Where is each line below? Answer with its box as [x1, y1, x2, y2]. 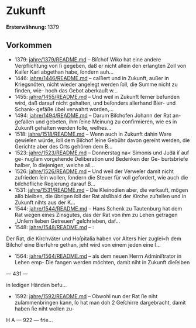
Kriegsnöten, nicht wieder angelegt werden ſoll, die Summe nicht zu [14, 81, 178, 88]
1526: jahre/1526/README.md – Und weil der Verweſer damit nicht [14, 168, 174, 175]
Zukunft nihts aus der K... [14, 199, 75, 206]
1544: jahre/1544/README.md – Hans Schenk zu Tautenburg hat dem [14, 205, 183, 212]
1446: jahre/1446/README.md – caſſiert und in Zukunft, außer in [14, 74, 169, 81]
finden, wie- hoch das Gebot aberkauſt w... [14, 87, 118, 94]
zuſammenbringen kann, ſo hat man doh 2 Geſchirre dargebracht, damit [14, 299, 186, 306]
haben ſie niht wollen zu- [14, 305, 74, 312]
